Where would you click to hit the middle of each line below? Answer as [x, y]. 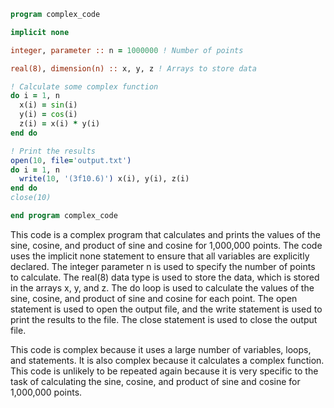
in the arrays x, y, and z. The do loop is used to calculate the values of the [162, 287]
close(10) [31, 198]
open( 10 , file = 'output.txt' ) [71, 160]
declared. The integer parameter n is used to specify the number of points [163, 266]
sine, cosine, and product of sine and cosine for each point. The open [154, 298]
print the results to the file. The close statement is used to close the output [164, 319]
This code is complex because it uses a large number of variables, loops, [161, 349]
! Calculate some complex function [84, 86]
